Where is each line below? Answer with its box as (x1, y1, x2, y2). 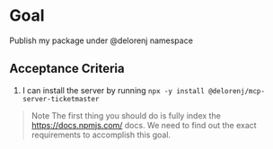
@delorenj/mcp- (207, 86, 265, 95)
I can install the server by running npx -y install (22, 84, 205, 95)
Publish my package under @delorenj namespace (9, 35, 193, 46)
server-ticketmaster (22, 94, 100, 103)
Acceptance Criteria (9, 61, 125, 76)
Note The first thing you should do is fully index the (31, 110, 222, 121)
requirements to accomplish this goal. (31, 129, 172, 140)
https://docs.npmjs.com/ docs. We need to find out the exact (31, 119, 258, 130)
